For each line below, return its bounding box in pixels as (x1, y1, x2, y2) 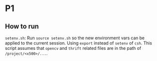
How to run (5, 22, 39, 30)
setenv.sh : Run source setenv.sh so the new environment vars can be (5, 35, 145, 41)
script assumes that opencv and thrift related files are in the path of (5, 46, 141, 51)
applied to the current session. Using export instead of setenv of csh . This (5, 40, 152, 46)
